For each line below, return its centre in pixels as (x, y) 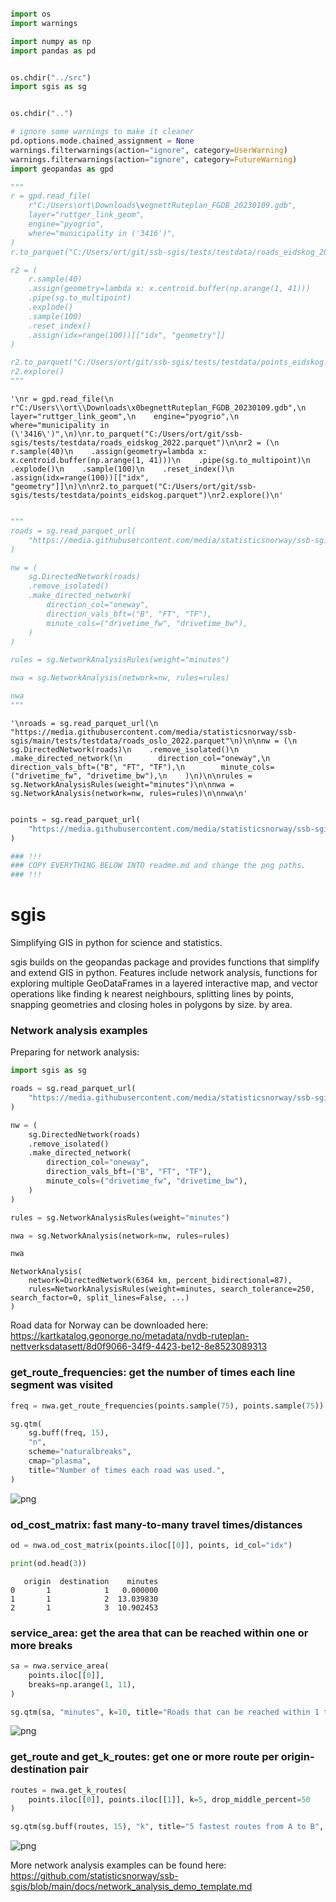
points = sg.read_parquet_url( (75, 819)
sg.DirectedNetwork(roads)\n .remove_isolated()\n (125, 749)
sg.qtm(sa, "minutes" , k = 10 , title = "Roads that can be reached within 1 (165, 1712)
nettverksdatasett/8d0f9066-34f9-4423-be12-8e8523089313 (139, 1347)
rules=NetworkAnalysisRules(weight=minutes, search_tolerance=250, (171, 1289)
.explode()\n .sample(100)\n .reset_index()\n (122, 469)
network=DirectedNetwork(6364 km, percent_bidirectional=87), (160, 1281)
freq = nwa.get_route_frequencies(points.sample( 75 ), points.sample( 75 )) (167, 1406)
